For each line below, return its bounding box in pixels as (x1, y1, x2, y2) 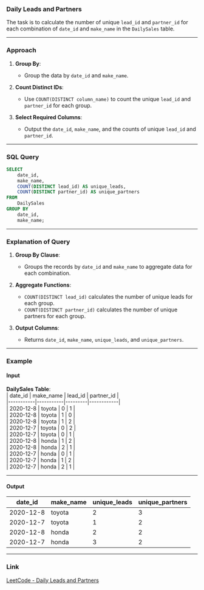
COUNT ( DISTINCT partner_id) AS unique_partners (17, 189, 140, 195)
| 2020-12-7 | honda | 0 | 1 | (6, 450, 75, 457)
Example (6, 356, 33, 365)
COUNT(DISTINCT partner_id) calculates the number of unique (24, 306, 178, 313)
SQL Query (6, 153, 39, 161)
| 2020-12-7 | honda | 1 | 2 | (6, 457, 75, 464)
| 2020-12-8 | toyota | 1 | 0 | (6, 411, 75, 418)
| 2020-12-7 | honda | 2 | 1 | (6, 463, 75, 470)
